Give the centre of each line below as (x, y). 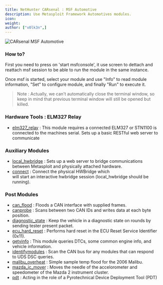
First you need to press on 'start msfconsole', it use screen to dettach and (79, 65)
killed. (23, 104)
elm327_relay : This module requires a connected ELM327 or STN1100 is (84, 128)
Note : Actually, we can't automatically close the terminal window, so (86, 94)
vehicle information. (32, 247)
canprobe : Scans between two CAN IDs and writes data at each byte (81, 210)
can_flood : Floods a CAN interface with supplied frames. (69, 205)
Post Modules (22, 194)
